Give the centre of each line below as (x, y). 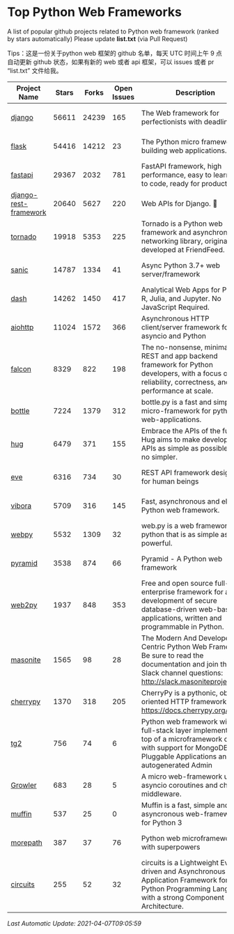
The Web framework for (180, 113)
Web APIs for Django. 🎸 (180, 203)
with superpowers (171, 847)
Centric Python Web (174, 646)
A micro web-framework (182, 776)
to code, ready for (171, 183)
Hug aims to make (171, 439)
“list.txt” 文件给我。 (35, 70)
